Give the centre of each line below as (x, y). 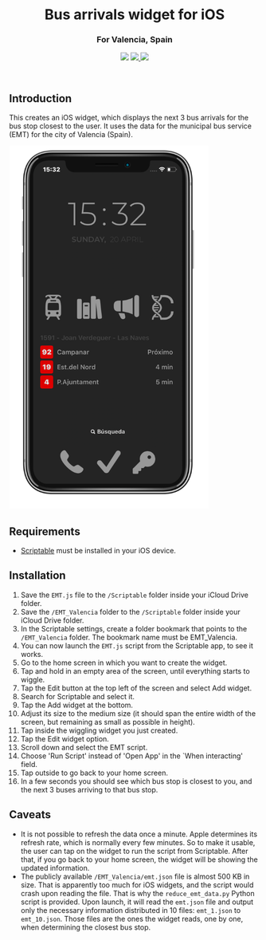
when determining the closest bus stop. (86, 927)
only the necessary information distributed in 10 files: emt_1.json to (131, 910)
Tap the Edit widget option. (65, 738)
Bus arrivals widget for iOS (135, 15)
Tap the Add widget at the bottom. (77, 705)
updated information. (55, 867)
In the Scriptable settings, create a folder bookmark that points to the (134, 628)
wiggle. (33, 679)
